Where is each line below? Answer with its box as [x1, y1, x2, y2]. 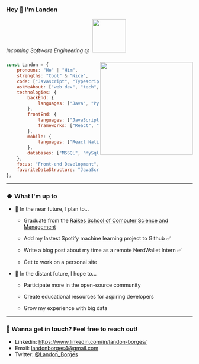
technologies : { [17, 89, 57, 96]
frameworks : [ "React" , [37, 122, 94, 128]
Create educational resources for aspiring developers [23, 293, 154, 300]
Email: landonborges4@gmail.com [14, 344, 99, 352]
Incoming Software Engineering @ [6, 47, 90, 54]
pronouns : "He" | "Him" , [17, 68, 78, 74]
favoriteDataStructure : [17, 166, 76, 173]
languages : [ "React [37, 139, 86, 145]
